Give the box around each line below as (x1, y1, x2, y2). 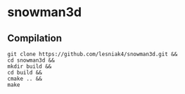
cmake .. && (7, 75, 42, 82)
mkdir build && (7, 63, 52, 70)
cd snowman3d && (7, 57, 55, 64)
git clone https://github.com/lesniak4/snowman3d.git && (7, 51, 178, 58)
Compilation (7, 32, 62, 44)
